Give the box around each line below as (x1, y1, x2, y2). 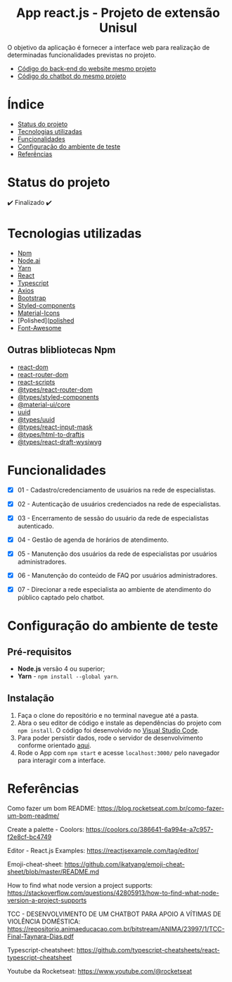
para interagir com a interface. (17, 756, 106, 764)
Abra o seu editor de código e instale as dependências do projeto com (17, 719, 221, 727)
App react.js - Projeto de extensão (16, 5, 220, 21)
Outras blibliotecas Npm (7, 344, 116, 356)
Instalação (7, 692, 55, 704)
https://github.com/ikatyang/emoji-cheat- (64, 859, 185, 868)
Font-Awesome (17, 323, 62, 332)
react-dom (17, 363, 49, 371)
